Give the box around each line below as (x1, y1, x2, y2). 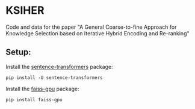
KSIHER (5, 4, 45, 17)
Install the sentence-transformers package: (5, 63, 113, 70)
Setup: (5, 47, 31, 57)
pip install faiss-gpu (5, 96, 63, 102)
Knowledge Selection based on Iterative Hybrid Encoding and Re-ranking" (5, 29, 190, 37)
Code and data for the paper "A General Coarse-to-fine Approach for (5, 23, 177, 31)
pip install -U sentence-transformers (5, 74, 103, 81)
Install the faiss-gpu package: (5, 85, 79, 92)
